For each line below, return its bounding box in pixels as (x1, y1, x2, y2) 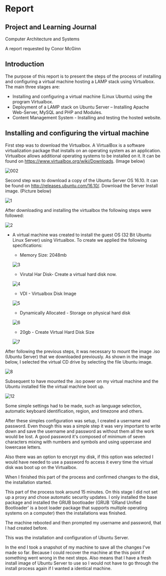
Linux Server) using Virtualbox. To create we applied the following (12, 237, 147, 243)
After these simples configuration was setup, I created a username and (5, 417, 150, 423)
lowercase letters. (5, 444, 42, 450)
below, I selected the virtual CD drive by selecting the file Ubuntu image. (5, 359, 153, 365)
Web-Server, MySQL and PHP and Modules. (12, 109, 103, 115)
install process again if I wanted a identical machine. (5, 565, 112, 571)
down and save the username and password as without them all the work (5, 428, 155, 434)
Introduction (5, 60, 45, 69)
